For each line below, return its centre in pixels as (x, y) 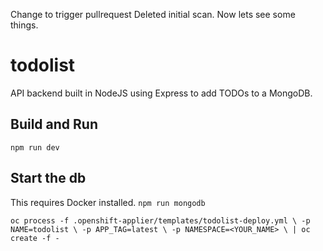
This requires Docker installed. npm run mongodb (108, 202)
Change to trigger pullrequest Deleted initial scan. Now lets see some (153, 14)
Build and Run (54, 124)
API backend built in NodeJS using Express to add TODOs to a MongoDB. (161, 93)
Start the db (48, 178)
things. (24, 25)
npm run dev (35, 147)
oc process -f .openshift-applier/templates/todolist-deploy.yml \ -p (160, 220)
